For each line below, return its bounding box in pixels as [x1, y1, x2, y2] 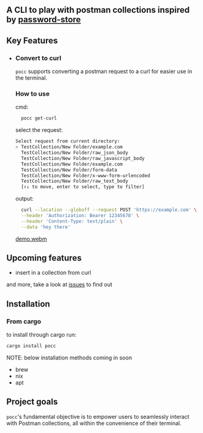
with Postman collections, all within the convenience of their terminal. [6, 420, 182, 427]
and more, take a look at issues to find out [6, 281, 112, 288]
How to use [15, 90, 50, 98]
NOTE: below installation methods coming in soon [6, 354, 132, 361]
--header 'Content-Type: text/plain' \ [21, 218, 123, 224]
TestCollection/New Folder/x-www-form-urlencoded [21, 172, 150, 178]
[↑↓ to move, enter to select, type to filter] [21, 184, 145, 190]
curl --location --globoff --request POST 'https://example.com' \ [21, 207, 197, 213]
